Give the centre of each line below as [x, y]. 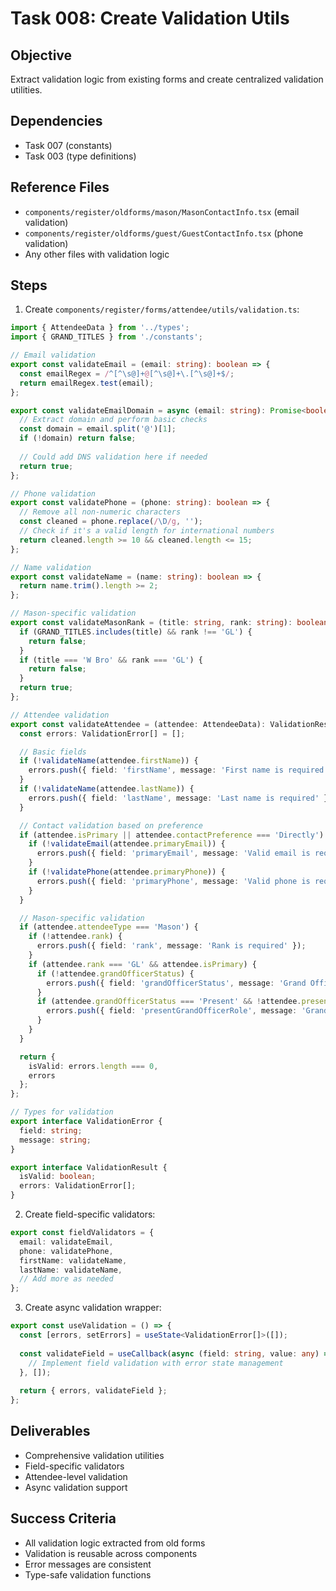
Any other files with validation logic [97, 254]
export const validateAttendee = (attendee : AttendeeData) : [138, 724]
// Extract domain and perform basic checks [113, 420]
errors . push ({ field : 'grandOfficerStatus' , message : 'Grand [176, 983]
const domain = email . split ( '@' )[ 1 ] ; [98, 429]
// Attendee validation [60, 715]
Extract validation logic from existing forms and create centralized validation [167, 79]
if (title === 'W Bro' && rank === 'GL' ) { [111, 660]
